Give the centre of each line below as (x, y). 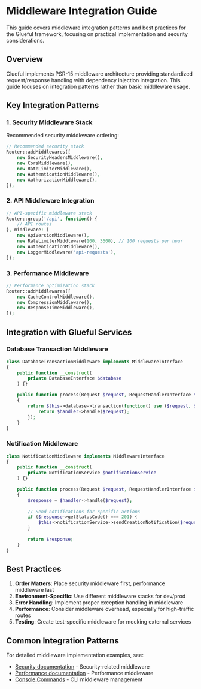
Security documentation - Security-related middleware (82, 667)
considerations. (25, 40)
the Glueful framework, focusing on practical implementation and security (97, 34)
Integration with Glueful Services (69, 332)
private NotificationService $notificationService (92, 473)
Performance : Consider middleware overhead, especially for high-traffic (104, 609)
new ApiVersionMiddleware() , (53, 236)
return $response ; (51, 539)
